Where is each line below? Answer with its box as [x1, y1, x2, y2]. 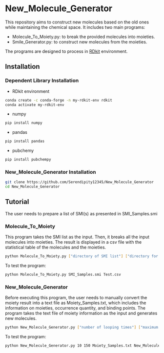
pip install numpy [5, 121, 42, 125]
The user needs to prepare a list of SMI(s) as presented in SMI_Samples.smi [5, 210, 158, 216]
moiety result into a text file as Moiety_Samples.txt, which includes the [5, 300, 146, 306]
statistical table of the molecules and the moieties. [5, 245, 106, 250]
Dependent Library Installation [5, 77, 79, 84]
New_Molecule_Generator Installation [5, 168, 96, 175]
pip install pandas [5, 139, 45, 144]
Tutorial [5, 198, 29, 206]
